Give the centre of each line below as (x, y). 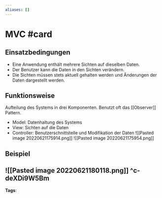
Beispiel (18, 154)
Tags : (11, 190)
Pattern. (13, 113)
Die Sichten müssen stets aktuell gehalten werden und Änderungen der (84, 75)
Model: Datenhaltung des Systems (47, 122)
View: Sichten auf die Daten (40, 128)
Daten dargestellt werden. (38, 80)
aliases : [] (17, 10)
